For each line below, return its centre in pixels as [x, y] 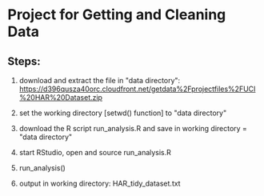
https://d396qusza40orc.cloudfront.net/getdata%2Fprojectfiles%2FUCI [137, 89]
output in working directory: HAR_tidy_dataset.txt [100, 183]
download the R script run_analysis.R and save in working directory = [133, 128]
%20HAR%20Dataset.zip [61, 97]
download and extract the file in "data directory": [100, 80]
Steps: [24, 61]
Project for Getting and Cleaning [117, 15]
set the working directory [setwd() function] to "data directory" [123, 113]
